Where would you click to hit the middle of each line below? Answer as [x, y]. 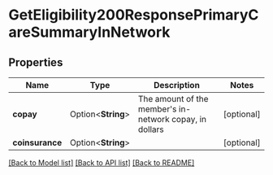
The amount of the [173, 99]
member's [157, 109]
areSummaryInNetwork [89, 32]
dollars [151, 129]
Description [177, 85]
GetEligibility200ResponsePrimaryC [134, 15]
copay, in [189, 119]
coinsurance [37, 142]
